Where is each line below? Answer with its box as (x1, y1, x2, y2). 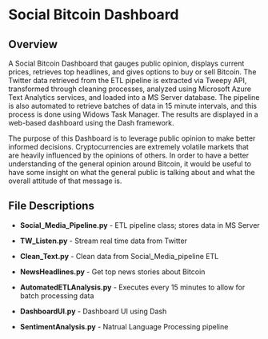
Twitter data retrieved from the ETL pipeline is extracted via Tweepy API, (8, 76, 247, 85)
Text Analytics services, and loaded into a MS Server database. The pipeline (8, 93, 260, 102)
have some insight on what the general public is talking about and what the (8, 168, 255, 177)
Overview (8, 38, 58, 51)
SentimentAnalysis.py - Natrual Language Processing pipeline (19, 321, 229, 331)
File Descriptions (8, 199, 94, 213)
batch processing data (19, 290, 94, 301)
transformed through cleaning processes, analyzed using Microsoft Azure (8, 84, 252, 94)
